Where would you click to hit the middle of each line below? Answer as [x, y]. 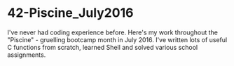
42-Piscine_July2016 [70, 13]
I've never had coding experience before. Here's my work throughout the [113, 32]
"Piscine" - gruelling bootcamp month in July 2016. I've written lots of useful [117, 39]
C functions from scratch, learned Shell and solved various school [103, 47]
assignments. [27, 55]
